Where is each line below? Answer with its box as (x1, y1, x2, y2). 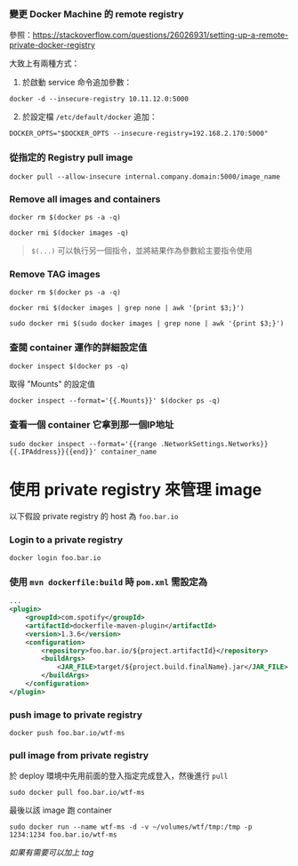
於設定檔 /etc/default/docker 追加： (21, 111, 157, 122)
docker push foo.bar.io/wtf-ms (9, 729, 125, 738)
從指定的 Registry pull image (9, 151, 133, 164)
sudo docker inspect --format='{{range (9, 439, 157, 448)
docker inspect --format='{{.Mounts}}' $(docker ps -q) (9, 397, 221, 405)
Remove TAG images (9, 268, 101, 280)
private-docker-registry (9, 40, 96, 51)
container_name (101, 447, 157, 456)
